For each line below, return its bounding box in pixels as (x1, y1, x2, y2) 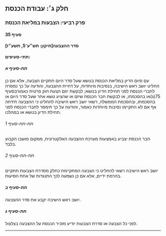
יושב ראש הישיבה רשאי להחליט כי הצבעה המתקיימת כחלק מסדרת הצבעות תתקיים (5, 168, 158, 174)
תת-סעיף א (5, 65, 28, 71)
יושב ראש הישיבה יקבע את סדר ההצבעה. (5, 197, 81, 203)
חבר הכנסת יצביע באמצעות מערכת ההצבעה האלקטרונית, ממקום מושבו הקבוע (5, 136, 151, 142)
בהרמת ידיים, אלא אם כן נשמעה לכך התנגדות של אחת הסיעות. (5, 173, 122, 179)
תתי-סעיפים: (5, 54, 31, 60)
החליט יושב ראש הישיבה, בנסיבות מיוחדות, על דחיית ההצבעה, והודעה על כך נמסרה (5, 83, 160, 89)
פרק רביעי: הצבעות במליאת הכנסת (5, 19, 85, 26)
